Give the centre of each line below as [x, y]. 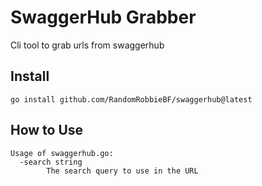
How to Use [47, 130]
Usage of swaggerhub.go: [62, 153]
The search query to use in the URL [122, 171]
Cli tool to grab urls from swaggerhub [87, 45]
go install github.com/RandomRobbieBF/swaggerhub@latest [131, 99]
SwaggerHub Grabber [103, 17]
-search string [51, 162]
